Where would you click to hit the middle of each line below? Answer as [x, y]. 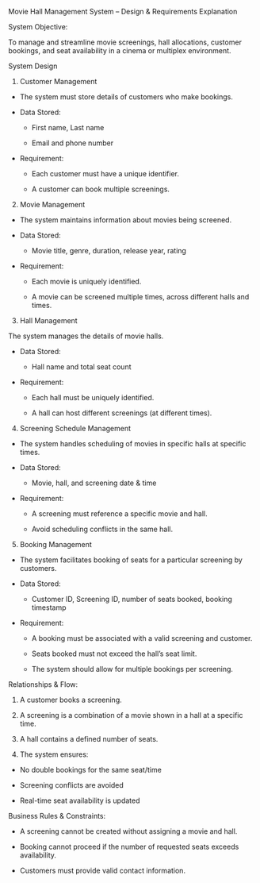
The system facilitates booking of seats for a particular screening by [131, 560]
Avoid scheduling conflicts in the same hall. [102, 529]
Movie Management [52, 204]
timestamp [49, 607]
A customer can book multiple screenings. [101, 189]
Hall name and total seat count [81, 367]
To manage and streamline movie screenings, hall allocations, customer [125, 42]
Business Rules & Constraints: [57, 816]
